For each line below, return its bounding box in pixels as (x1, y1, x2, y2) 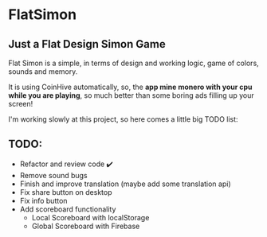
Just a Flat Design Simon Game (8, 37, 166, 51)
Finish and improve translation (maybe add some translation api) (19, 179, 231, 188)
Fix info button (19, 196, 68, 205)
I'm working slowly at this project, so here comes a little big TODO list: (8, 115, 238, 124)
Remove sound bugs (19, 170, 88, 180)
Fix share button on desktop (19, 187, 112, 196)
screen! (8, 99, 33, 108)
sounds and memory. (8, 67, 78, 76)
